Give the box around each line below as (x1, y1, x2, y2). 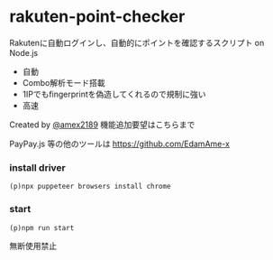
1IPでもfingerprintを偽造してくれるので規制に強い (22, 88, 206, 99)
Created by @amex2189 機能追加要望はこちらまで (9, 119, 196, 130)
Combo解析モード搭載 (22, 77, 105, 88)
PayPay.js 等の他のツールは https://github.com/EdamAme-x (9, 138, 230, 149)
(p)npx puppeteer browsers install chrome (9, 182, 171, 191)
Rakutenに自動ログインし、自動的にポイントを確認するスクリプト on (9, 37, 265, 48)
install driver (9, 161, 66, 173)
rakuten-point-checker (9, 6, 186, 27)
